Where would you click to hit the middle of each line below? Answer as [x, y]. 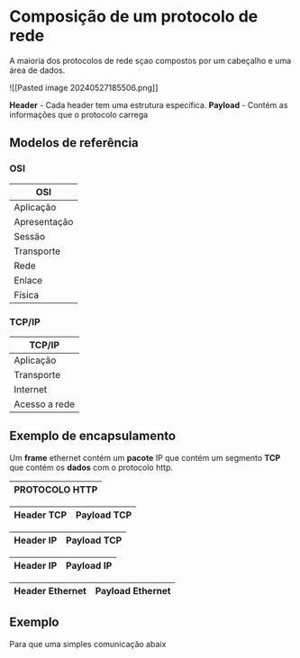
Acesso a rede [44, 404]
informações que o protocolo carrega [79, 114]
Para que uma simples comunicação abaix [88, 644]
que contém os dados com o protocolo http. [91, 467]
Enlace [28, 280]
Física [26, 294]
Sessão [30, 236]
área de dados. [37, 70]
